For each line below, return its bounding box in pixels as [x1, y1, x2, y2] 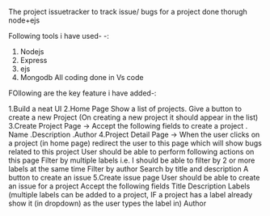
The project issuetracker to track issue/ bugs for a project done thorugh [8, 7, 248, 16]
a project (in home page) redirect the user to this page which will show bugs [8, 138, 263, 148]
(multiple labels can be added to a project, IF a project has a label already [8, 190, 253, 199]
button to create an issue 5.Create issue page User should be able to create [8, 173, 260, 182]
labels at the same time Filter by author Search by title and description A [8, 164, 249, 173]
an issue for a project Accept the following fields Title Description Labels [8, 181, 251, 191]
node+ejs [8, 15, 40, 25]
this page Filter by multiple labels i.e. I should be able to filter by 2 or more [8, 155, 255, 165]
